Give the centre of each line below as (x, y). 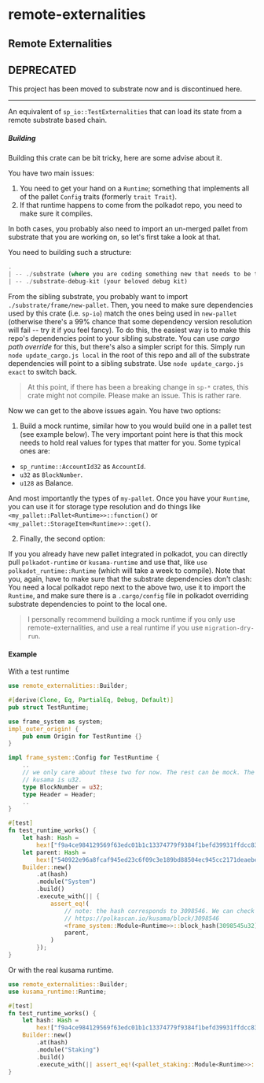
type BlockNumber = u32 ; (63, 787)
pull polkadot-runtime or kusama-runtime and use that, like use (108, 562)
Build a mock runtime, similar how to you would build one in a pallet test (136, 426)
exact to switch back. (42, 371)
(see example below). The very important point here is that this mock (131, 434)
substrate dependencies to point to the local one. (88, 604)
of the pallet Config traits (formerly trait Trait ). (98, 197)
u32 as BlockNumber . (51, 475)
